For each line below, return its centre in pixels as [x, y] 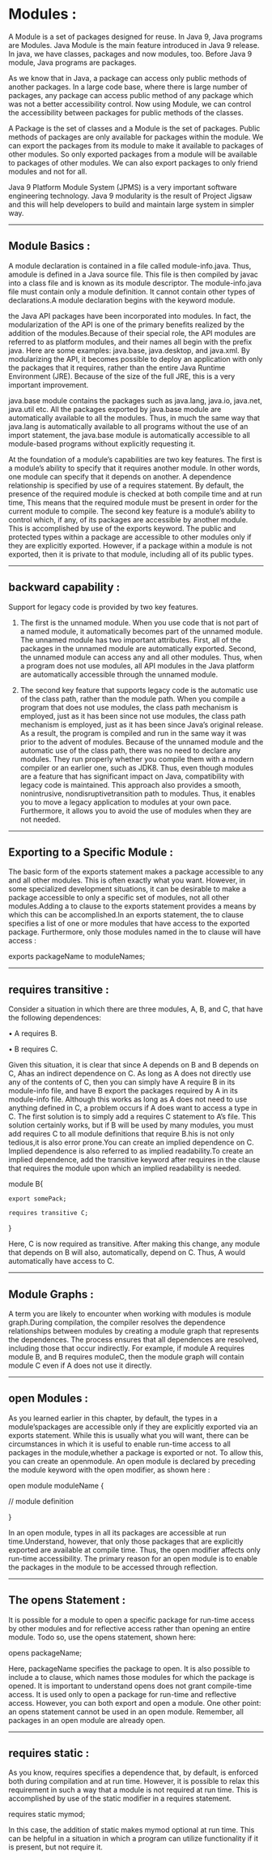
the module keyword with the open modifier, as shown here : [109, 1470]
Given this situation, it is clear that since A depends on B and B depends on [134, 1065]
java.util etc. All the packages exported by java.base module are [115, 409]
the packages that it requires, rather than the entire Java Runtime [117, 367]
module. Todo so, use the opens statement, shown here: [102, 1637]
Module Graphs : [51, 1294]
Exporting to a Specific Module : [91, 852]
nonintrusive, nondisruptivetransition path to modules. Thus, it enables [138, 793]
